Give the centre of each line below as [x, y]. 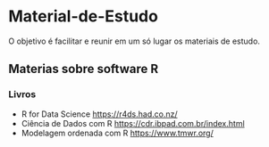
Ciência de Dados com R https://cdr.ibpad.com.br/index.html [133, 123]
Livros [22, 94]
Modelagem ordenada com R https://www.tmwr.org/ [117, 133]
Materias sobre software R [83, 69]
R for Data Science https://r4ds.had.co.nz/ [99, 114]
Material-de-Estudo [83, 16]
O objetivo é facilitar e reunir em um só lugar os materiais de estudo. [134, 41]
